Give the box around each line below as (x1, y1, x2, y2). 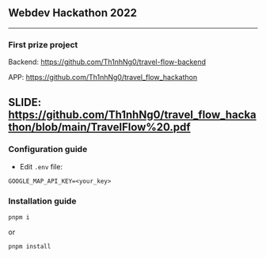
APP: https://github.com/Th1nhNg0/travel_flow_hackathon (8, 73, 198, 82)
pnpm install (8, 243, 51, 251)
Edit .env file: (19, 161, 63, 171)
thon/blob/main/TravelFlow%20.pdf (8, 120, 192, 134)
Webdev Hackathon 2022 (8, 6, 137, 20)
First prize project (8, 39, 78, 50)
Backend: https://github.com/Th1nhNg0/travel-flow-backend (8, 57, 206, 66)
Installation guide (8, 195, 77, 207)
